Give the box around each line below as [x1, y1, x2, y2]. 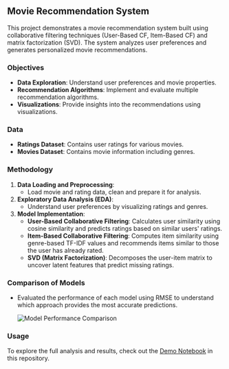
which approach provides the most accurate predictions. [17, 301, 177, 309]
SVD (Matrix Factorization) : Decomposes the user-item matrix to [27, 254, 213, 262]
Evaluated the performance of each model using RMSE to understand [17, 293, 215, 302]
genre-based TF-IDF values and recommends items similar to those [27, 238, 219, 247]
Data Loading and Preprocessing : [17, 180, 115, 188]
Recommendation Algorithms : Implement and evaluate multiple [17, 86, 199, 94]
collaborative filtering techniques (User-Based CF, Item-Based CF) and [7, 31, 208, 39]
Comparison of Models [7, 278, 85, 287]
